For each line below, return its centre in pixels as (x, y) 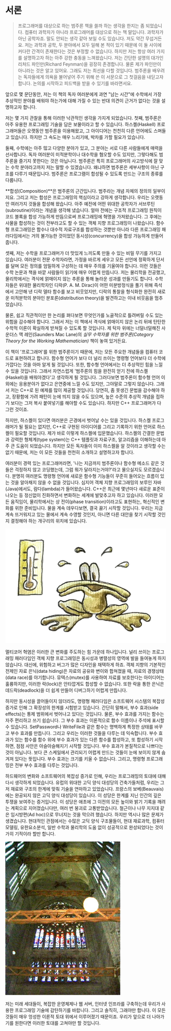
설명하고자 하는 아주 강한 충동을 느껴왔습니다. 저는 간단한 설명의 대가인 (93, 57)
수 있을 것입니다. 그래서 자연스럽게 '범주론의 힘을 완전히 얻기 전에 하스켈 (77, 371)
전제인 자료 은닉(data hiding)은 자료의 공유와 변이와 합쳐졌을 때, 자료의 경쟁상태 (85, 671)
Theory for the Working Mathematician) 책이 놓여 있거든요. (66, 341)
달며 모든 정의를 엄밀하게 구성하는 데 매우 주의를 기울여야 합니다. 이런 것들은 (86, 266)
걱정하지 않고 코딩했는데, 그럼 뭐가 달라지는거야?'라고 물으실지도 (79, 469)
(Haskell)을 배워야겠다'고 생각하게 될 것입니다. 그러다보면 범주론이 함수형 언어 (83, 377)
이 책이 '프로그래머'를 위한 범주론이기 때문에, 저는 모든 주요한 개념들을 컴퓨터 (81, 352)
